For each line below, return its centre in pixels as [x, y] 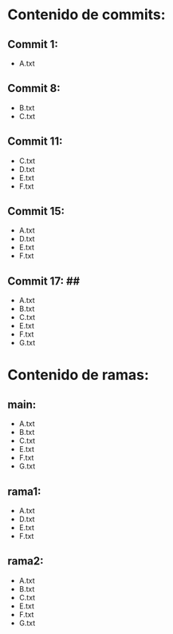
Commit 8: [34, 88]
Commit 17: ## [44, 281]
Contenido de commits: [86, 15]
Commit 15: [36, 211]
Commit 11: [35, 142]
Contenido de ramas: [78, 375]
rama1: [24, 491]
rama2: [26, 561]
